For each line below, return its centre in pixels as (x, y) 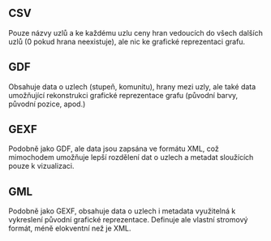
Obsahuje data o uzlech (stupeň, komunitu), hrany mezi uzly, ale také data (132, 86)
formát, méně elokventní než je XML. (70, 228)
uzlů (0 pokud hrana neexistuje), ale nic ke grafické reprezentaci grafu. (127, 41)
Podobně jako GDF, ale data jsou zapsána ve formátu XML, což (114, 148)
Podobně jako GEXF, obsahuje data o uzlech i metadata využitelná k (122, 211)
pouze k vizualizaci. (41, 166)
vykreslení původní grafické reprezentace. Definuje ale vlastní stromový (128, 220)
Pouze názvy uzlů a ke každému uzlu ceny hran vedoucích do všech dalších (136, 32)
